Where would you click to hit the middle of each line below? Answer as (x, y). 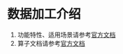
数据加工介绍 (44, 14)
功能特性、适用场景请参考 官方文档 (66, 35)
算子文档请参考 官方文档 (51, 43)
